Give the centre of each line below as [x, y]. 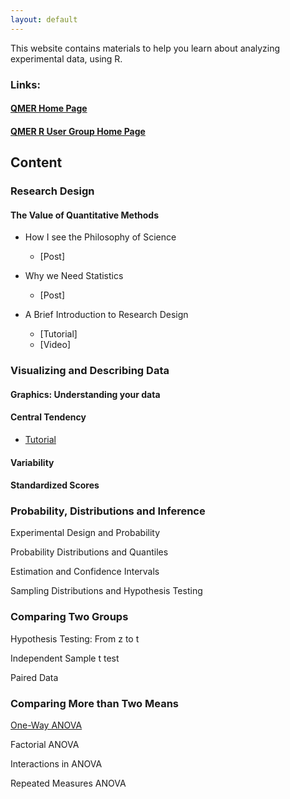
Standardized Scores [55, 485]
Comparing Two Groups [69, 617]
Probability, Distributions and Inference [108, 511]
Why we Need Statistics [74, 276]
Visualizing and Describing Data [90, 371]
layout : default [44, 19]
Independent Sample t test [65, 658]
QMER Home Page [49, 108]
